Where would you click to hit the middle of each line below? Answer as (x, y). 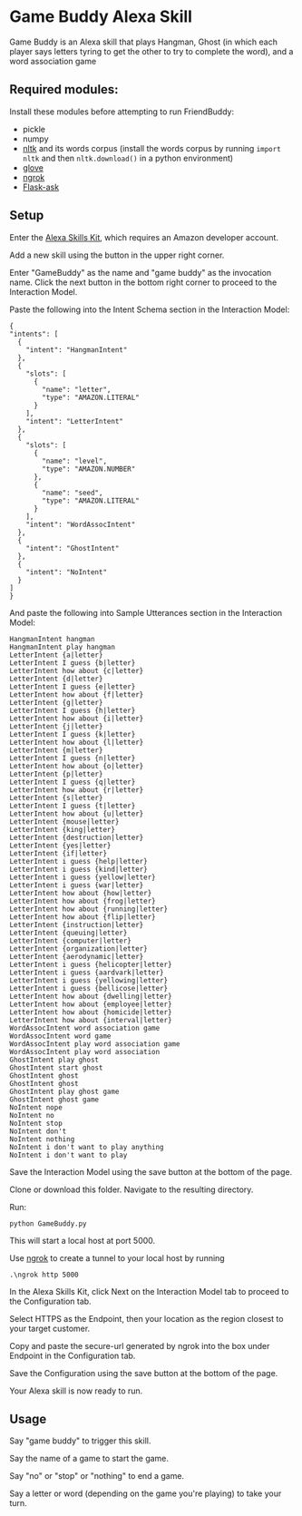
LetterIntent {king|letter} (63, 829)
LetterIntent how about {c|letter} (77, 670)
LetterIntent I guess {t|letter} (73, 806)
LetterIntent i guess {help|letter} (78, 861)
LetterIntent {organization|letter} (78, 949)
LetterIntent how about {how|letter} (81, 893)
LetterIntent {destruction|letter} (77, 837)
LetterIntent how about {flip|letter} (83, 917)
